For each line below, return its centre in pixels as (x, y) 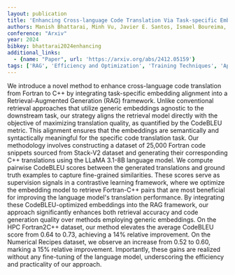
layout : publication (37, 14)
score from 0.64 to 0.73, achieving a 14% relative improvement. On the (109, 234)
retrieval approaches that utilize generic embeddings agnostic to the (106, 108)
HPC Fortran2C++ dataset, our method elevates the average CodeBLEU (111, 227)
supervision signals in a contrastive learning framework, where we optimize (116, 182)
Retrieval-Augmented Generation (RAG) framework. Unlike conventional (111, 100)
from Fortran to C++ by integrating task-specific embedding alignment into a (117, 93)
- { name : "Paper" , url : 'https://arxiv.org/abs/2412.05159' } (105, 59)
